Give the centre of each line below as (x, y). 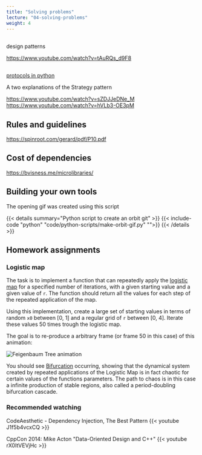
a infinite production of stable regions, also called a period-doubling (91, 385)
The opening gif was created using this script (63, 206)
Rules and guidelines (46, 125)
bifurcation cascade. (32, 392)
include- (181, 218)
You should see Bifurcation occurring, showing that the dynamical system (98, 366)
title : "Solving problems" (40, 12)
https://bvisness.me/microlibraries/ (50, 173)
